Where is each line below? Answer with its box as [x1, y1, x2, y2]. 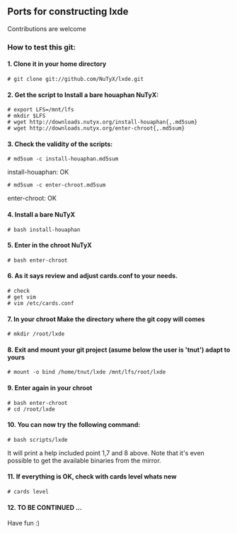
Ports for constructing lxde [7, 6, 129, 18]
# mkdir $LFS [7, 113, 46, 120]
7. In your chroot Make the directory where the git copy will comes [7, 315, 205, 323]
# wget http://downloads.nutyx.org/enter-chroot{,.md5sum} [7, 125, 185, 132]
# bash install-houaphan [7, 226, 81, 233]
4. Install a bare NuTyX [7, 210, 76, 218]
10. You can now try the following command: [7, 421, 141, 429]
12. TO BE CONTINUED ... [7, 503, 83, 511]
